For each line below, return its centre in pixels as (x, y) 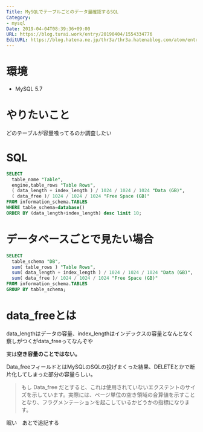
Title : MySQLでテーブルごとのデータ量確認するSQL (63, 12)
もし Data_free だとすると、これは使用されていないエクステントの (103, 387)
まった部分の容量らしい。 (64, 374)
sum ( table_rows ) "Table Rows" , (54, 267)
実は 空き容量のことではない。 (43, 353)
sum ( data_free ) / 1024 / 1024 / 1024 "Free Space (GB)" (85, 279)
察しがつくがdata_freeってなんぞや (50, 341)
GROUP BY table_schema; (36, 289)
